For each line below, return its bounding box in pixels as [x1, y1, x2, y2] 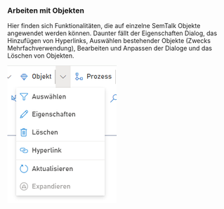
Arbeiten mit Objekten [7, 6, 84, 15]
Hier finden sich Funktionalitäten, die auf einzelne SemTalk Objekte [7, 22, 201, 30]
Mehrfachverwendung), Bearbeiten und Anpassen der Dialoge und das [7, 44, 213, 53]
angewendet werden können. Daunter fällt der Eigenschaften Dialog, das [7, 29, 218, 37]
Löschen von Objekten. [7, 51, 74, 60]
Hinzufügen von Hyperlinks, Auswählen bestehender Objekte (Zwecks [7, 37, 211, 45]
